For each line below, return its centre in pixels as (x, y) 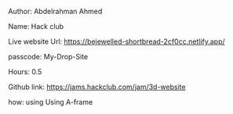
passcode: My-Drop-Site (48, 57)
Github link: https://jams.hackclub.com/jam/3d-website (97, 87)
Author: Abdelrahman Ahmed (55, 11)
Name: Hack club (36, 26)
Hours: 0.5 (25, 72)
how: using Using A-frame (51, 102)
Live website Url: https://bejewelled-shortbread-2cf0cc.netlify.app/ (116, 41)
